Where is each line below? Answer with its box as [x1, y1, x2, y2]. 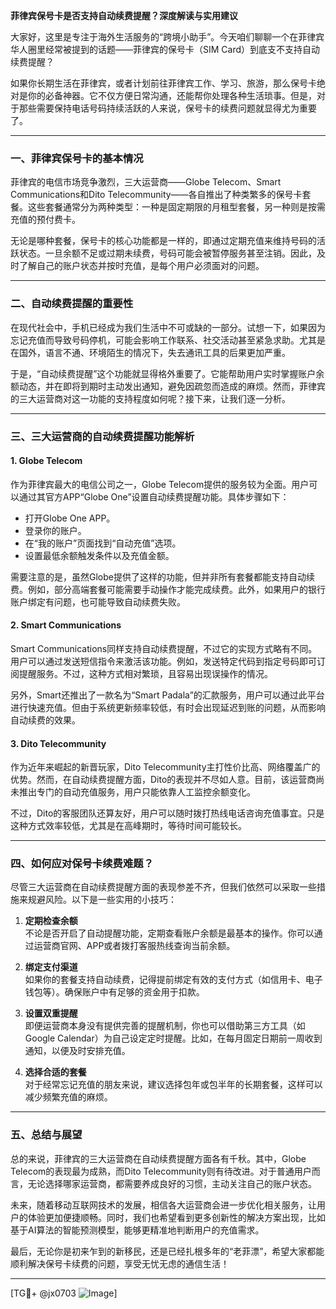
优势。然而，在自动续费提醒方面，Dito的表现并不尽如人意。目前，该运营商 [10, 774, 317, 786]
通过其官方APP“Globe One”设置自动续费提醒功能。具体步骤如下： [18, 490, 290, 503]
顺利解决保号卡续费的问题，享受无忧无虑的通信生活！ [10, 1257, 230, 1269]
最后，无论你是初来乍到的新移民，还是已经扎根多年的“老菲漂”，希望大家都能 [10, 1245, 325, 1257]
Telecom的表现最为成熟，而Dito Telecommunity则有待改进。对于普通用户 [10, 1165, 312, 1177]
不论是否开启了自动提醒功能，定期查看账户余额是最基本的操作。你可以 [24, 927, 315, 939]
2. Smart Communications [10, 619, 122, 631]
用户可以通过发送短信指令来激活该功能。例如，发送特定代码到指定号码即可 [10, 655, 317, 667]
